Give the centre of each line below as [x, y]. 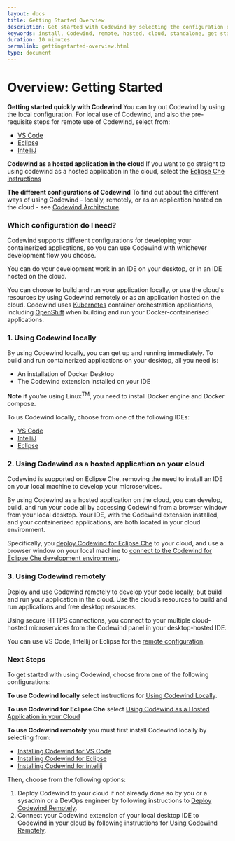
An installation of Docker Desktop [65, 374]
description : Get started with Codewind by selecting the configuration [115, 27]
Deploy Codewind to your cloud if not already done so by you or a [112, 793]
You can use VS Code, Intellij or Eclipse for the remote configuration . [106, 641]
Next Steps [27, 659]
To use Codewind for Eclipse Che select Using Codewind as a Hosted [108, 709]
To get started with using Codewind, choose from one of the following [108, 674]
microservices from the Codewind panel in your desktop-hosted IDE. [128, 627]
